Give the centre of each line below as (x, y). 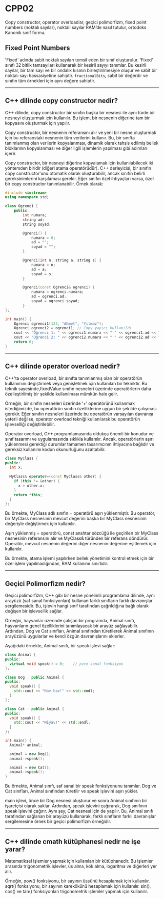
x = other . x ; (31, 486)
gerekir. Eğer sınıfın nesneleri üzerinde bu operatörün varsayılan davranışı (79, 414)
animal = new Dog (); (30, 754)
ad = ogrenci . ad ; (49, 297)
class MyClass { (21, 458)
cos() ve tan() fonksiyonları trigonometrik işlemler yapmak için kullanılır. (77, 891)
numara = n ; (43, 265)
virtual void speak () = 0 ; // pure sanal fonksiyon (66, 664)
